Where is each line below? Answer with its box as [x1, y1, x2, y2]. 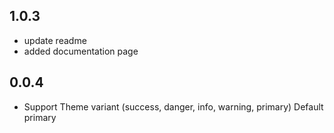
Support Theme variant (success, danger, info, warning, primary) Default [23, 100, 324, 113]
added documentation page [23, 45, 139, 57]
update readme [23, 34, 87, 46]
